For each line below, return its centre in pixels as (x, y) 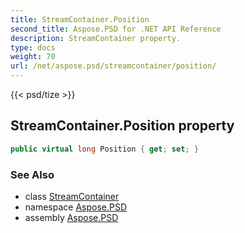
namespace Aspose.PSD (76, 207)
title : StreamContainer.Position (80, 19)
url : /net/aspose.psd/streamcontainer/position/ (113, 66)
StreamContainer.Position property (122, 126)
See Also (32, 174)
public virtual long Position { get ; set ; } (104, 149)
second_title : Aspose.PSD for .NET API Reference (116, 29)
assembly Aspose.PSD (71, 217)
